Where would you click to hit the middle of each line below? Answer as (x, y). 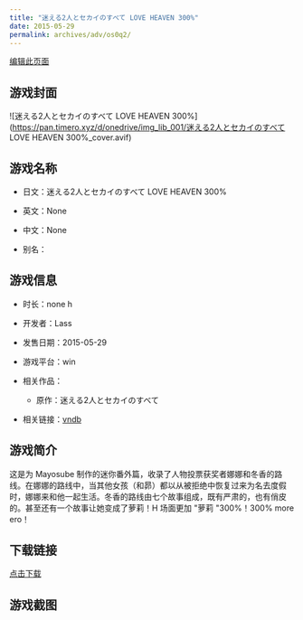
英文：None (45, 211)
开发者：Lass (47, 323)
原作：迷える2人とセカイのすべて (98, 399)
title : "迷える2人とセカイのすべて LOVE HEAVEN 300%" (104, 18)
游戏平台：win (49, 362)
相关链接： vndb (52, 419)
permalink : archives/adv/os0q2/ (70, 34)
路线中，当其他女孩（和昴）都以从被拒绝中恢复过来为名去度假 (171, 485)
